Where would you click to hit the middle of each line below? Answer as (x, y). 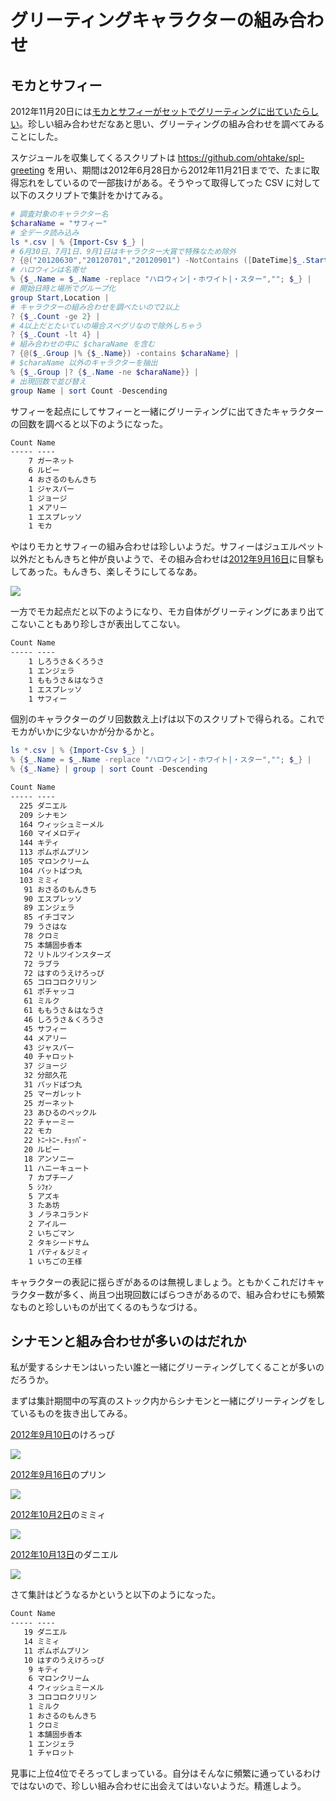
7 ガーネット (51, 461)
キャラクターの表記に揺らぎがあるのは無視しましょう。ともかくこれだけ (159, 1282)
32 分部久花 (45, 1076)
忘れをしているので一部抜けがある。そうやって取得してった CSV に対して (169, 182)
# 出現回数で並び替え (48, 381)
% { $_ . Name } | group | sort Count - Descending (109, 769)
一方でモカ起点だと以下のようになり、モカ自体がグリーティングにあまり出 (163, 612)
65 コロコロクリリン (60, 982)
